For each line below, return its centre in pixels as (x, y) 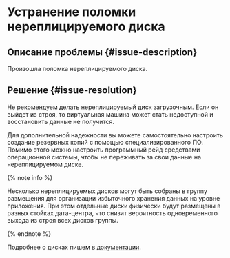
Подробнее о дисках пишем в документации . (74, 247)
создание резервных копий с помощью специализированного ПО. (105, 142)
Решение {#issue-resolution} (72, 90)
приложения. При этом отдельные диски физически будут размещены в (114, 206)
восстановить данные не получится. (61, 121)
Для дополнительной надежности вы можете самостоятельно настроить (115, 135)
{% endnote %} (29, 234)
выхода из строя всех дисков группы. (63, 220)
